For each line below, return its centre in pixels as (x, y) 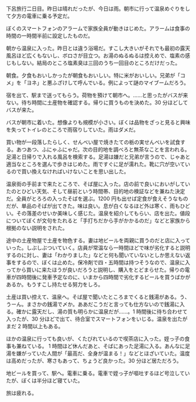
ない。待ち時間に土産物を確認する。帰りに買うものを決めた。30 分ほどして (97, 102)
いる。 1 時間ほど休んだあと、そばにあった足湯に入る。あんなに (108, 346)
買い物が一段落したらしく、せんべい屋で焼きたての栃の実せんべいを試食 (93, 142)
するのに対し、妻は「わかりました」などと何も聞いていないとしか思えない (96, 255)
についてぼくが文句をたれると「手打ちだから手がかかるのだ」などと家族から (98, 221)
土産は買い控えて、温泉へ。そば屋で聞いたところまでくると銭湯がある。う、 (98, 297)
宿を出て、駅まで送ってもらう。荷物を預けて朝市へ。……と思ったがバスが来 (97, 95)
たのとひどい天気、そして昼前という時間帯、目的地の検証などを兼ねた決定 (96, 191)
